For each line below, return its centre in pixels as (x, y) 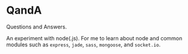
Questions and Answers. (37, 27)
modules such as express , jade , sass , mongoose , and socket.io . (83, 45)
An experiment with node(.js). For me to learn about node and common (94, 38)
